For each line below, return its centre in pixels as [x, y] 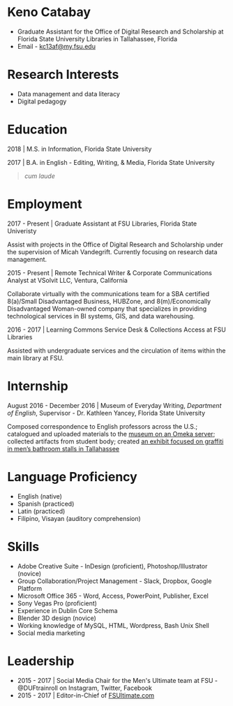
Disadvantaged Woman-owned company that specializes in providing [107, 309]
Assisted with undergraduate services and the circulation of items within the [116, 351]
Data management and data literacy [69, 94]
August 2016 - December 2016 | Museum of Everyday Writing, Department [114, 405]
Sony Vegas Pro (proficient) [57, 603]
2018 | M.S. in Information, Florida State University [80, 149]
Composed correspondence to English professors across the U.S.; [103, 426]
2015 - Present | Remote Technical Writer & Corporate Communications [110, 272]
